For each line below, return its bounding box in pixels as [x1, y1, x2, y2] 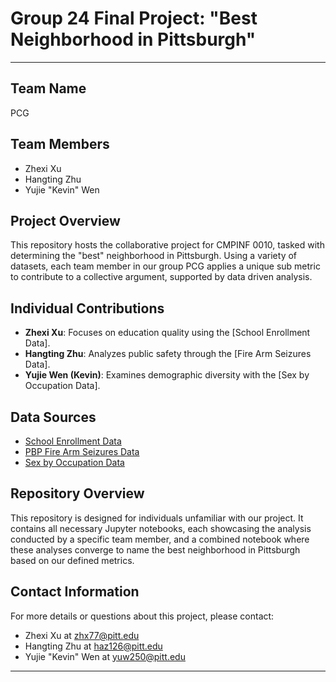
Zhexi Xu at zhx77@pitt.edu [24, 629, 140, 641]
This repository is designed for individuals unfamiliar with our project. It [10, 512, 304, 524]
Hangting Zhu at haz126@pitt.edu [24, 640, 163, 652]
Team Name [10, 80, 87, 97]
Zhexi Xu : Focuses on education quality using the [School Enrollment [24, 327, 311, 339]
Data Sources [10, 408, 97, 426]
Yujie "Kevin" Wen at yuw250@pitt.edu [24, 650, 186, 662]
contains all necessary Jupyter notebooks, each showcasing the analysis [10, 522, 312, 534]
